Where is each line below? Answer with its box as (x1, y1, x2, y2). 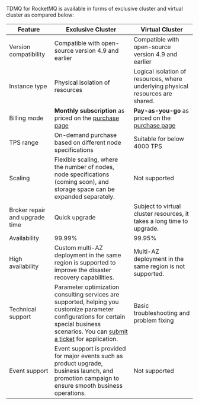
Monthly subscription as (54, 107, 125, 114)
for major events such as (54, 352, 123, 360)
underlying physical (133, 82, 188, 90)
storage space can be (54, 185, 115, 193)
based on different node (54, 139, 121, 146)
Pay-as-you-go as (133, 107, 190, 114)
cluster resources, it (133, 210, 189, 218)
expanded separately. (54, 193, 115, 200)
